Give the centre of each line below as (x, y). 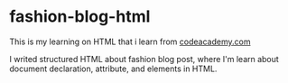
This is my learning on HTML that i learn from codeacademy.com (130, 41)
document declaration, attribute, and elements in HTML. (113, 69)
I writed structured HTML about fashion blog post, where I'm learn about (144, 59)
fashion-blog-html (80, 17)
